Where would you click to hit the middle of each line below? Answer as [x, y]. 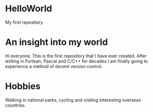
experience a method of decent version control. [54, 66]
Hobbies [23, 86]
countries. [15, 105]
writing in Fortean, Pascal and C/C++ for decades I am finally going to [76, 61]
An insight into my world [57, 42]
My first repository [24, 22]
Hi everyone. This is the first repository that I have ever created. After [76, 56]
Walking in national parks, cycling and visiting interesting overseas [73, 100]
